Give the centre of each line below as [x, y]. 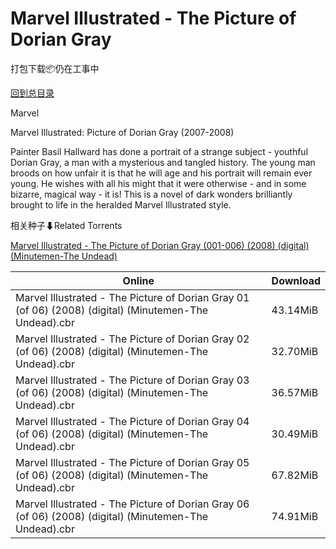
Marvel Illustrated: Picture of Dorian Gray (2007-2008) [122, 132]
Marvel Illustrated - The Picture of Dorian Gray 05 [132, 462]
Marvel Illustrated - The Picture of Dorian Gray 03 [132, 380]
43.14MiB [295, 310]
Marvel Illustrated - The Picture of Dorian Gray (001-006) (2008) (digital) [160, 245]
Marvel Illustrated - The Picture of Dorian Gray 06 [132, 504]
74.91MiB [295, 516]
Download [296, 280]
